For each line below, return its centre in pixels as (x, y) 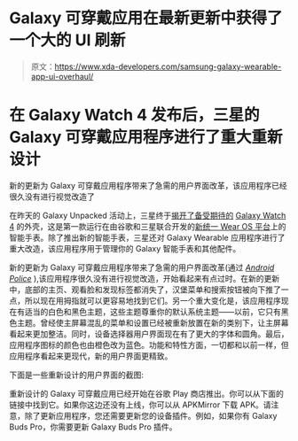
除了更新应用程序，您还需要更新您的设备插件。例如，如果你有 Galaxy (151, 415)
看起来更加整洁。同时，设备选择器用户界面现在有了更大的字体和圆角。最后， (149, 334)
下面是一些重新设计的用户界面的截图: (77, 375)
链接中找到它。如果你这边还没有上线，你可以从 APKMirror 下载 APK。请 (141, 405)
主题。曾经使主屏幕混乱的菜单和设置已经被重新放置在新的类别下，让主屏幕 (153, 322)
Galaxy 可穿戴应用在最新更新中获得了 (146, 18)
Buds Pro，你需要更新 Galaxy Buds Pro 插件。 (93, 427)
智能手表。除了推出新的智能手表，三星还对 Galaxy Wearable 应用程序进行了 (147, 237)
